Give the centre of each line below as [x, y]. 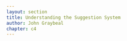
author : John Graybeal [35, 23]
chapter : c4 [21, 29]
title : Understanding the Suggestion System [63, 17]
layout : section [27, 12]
